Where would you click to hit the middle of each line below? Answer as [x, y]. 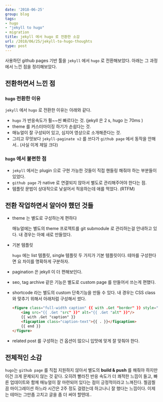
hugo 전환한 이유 [23, 98]
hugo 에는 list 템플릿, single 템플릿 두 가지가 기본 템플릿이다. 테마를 [76, 255]
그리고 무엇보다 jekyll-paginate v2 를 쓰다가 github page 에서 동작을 [79, 139]
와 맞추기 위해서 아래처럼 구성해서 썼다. [49, 299]
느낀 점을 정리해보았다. [36, 66]
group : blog [17, 14]
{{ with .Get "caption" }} [48, 317]
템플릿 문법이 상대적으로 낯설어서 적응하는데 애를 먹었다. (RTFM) [73, 189]
